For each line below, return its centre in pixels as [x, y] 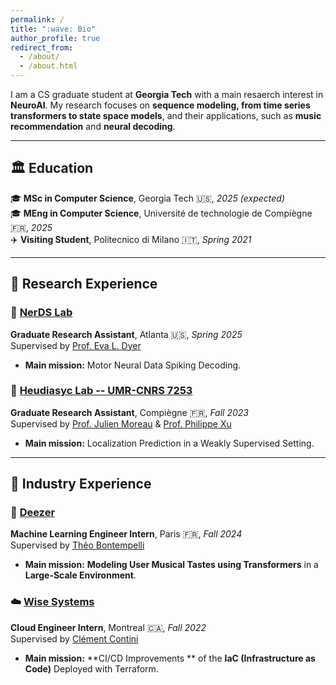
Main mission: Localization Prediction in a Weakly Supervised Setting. [169, 443]
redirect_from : [42, 47]
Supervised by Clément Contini [74, 638]
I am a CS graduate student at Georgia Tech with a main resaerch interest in [167, 94]
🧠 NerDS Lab [41, 313]
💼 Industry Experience [81, 484]
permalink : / [37, 19]
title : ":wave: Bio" [53, 29]
